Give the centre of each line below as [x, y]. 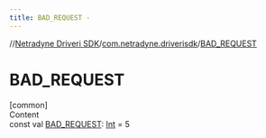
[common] [28, 105]
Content [24, 115]
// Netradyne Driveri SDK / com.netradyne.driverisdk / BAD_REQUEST [133, 43]
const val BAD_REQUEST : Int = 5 [70, 124]
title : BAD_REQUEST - [50, 18]
